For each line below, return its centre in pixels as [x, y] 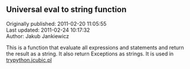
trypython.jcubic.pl [29, 60]
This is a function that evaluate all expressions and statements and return [95, 47]
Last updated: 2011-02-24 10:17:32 [48, 30]
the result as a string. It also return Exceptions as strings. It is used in [90, 54]
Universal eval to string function [66, 10]
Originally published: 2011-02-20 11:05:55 [56, 23]
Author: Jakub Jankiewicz [38, 36]
